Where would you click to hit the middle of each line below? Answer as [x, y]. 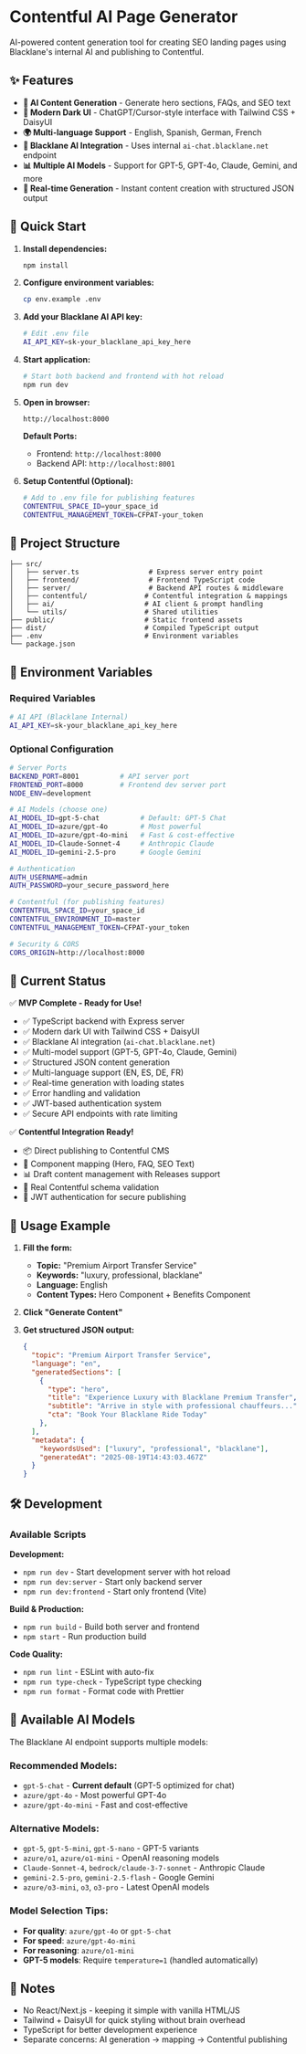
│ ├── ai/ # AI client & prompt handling [136, 605]
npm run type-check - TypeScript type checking [112, 1681]
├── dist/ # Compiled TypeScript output [134, 628]
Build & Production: [47, 1608]
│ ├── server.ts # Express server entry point [136, 573]
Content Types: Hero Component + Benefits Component [143, 1295]
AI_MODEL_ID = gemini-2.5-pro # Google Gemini [106, 852]
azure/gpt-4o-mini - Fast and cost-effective [106, 1805]
